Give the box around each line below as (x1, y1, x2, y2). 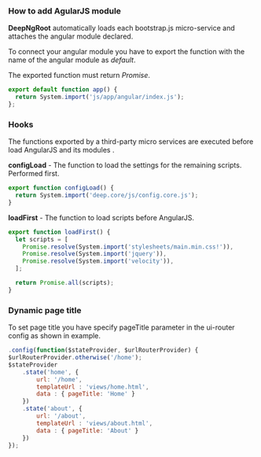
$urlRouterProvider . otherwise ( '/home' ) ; (8, 354, 143, 362)
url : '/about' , (36, 412, 86, 420)
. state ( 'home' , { (22, 368, 79, 376)
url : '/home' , (36, 375, 83, 383)
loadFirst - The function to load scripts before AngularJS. (8, 212, 195, 222)
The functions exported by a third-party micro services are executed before (8, 137, 254, 146)
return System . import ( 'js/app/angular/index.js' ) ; (15, 93, 185, 101)
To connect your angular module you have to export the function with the (8, 47, 245, 57)
